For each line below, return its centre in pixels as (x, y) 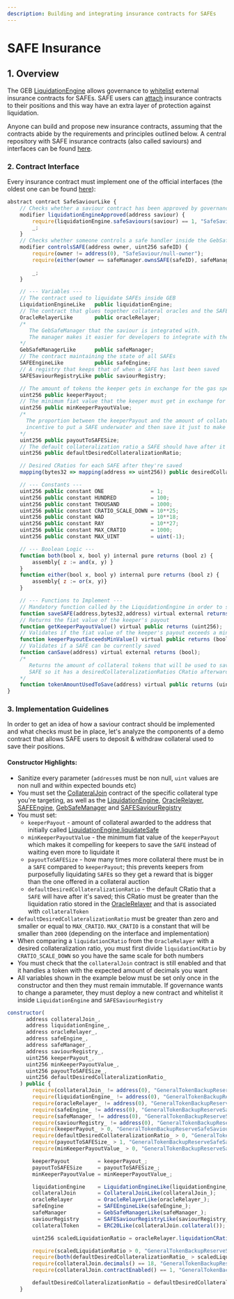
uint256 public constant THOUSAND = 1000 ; (96, 504)
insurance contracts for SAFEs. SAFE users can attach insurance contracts (115, 98)
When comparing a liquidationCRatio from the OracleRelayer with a (116, 940)
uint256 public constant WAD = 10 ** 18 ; (99, 517)
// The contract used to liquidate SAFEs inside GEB (98, 298)
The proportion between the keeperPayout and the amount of (115, 421)
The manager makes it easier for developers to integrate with (123, 337)
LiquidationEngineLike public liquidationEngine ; (96, 305)
